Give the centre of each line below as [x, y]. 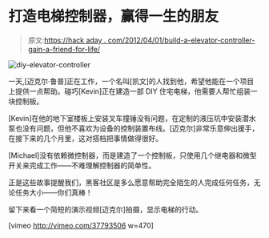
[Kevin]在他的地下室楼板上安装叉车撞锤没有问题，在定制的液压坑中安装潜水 [132, 118]
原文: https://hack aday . [67, 40]
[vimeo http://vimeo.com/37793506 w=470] [81, 225]
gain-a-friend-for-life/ [64, 49]
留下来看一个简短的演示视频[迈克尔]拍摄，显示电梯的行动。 [106, 209]
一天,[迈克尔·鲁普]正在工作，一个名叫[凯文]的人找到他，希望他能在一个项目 [131, 81]
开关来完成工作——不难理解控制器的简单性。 [82, 165]
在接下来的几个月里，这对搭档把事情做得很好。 [85, 138]
